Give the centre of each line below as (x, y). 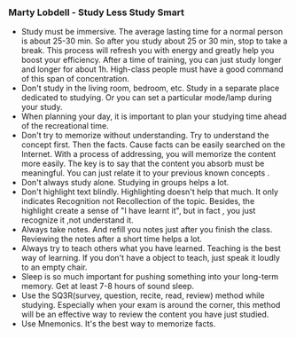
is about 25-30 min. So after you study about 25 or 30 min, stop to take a (154, 41)
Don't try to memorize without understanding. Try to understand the (145, 136)
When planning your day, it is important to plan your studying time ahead (154, 116)
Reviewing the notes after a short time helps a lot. (112, 239)
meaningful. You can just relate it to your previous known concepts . (145, 173)
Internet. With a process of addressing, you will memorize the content (148, 154)
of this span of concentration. (75, 79)
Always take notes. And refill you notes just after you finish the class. (147, 230)
